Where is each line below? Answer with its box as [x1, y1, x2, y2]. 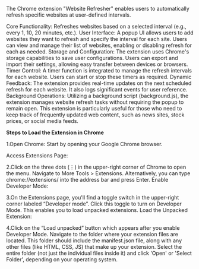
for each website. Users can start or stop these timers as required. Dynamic [6, 74, 192, 80]
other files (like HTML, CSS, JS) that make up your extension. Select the [6, 243, 182, 250]
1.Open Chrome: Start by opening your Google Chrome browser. [6, 141, 163, 147]
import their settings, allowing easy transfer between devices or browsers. [6, 61, 188, 68]
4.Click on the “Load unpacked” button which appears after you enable [6, 224, 180, 231]
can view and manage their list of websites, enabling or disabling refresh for [6, 42, 192, 49]
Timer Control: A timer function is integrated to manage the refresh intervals [6, 67, 192, 74]
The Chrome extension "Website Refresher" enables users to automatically [6, 5, 190, 12]
